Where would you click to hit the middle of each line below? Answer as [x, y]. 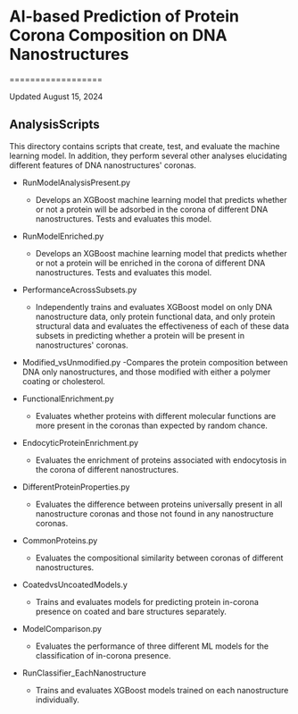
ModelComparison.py [62, 628]
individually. [58, 700]
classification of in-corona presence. [103, 655]
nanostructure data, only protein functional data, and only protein [155, 316]
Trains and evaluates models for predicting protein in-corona [147, 601]
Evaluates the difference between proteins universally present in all [159, 504]
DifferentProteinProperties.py [76, 487]
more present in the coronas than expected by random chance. [151, 425]
